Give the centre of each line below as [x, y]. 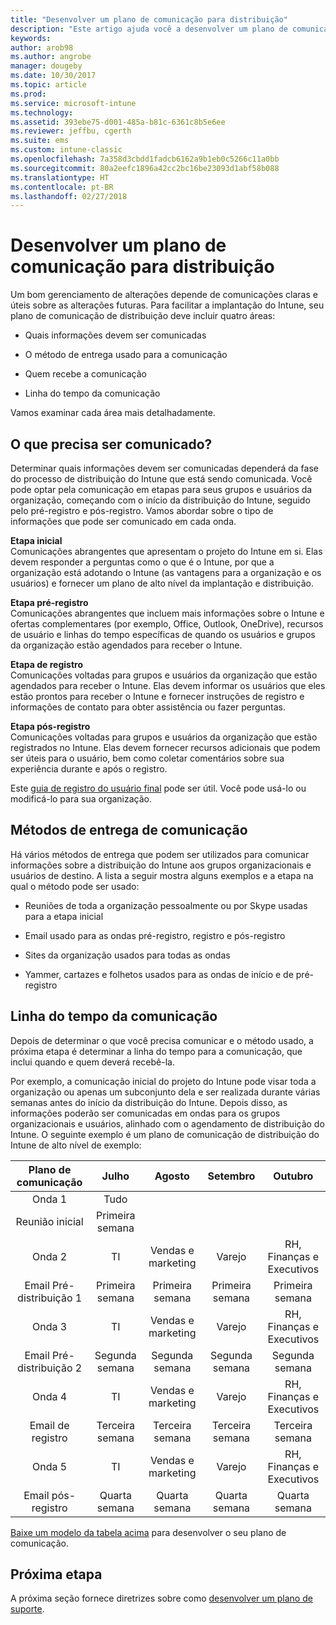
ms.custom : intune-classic [66, 150]
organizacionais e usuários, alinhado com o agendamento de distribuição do [167, 1123]
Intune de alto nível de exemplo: [76, 1145]
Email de [49, 1425]
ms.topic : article [48, 85]
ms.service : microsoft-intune [73, 103]
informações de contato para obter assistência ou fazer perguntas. [148, 707]
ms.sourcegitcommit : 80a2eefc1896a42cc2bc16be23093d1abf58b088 [145, 168]
